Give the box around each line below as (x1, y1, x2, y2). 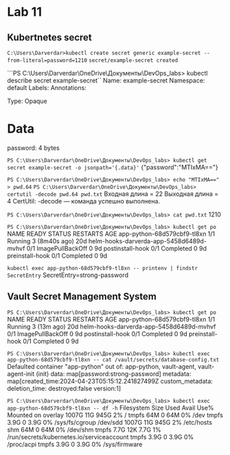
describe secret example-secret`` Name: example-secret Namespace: (7, 76, 205, 85)
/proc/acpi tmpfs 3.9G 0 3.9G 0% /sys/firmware (7, 440, 143, 448)
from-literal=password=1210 (7, 57, 88, 64)
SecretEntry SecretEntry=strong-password (7, 271, 129, 279)
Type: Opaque (7, 97, 48, 105)
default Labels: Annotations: (7, 84, 87, 91)
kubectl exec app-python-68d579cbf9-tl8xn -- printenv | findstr (7, 265, 198, 271)
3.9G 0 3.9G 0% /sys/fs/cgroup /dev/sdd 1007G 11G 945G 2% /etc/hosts (7, 418, 213, 426)
